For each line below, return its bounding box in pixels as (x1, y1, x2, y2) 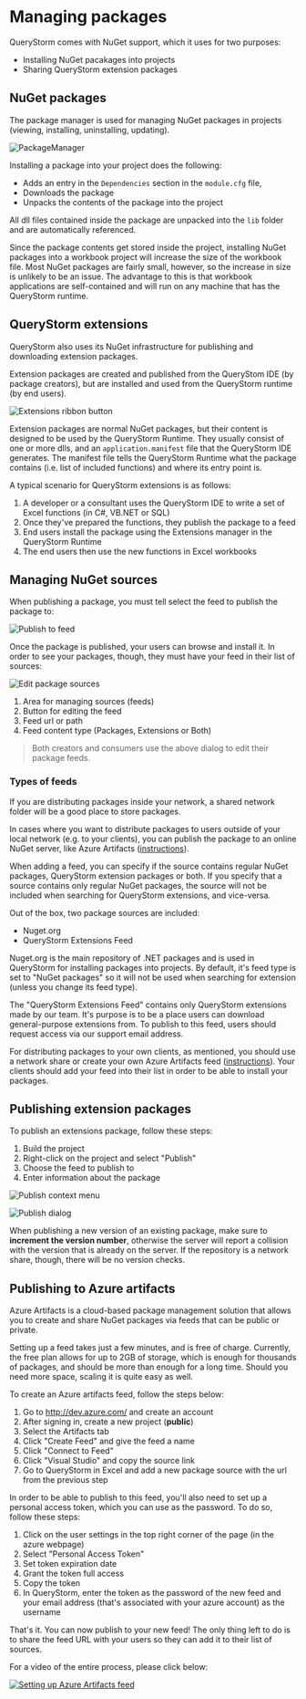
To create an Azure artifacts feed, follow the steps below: (9, 1389, 225, 1400)
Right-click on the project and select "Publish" (22, 1152, 197, 1164)
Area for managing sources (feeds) (22, 696, 155, 707)
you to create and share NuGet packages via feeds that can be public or (9, 1315, 280, 1326)
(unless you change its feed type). (9, 981, 138, 992)
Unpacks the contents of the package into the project (22, 196, 224, 207)
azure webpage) (22, 1539, 85, 1550)
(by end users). (9, 388, 66, 399)
